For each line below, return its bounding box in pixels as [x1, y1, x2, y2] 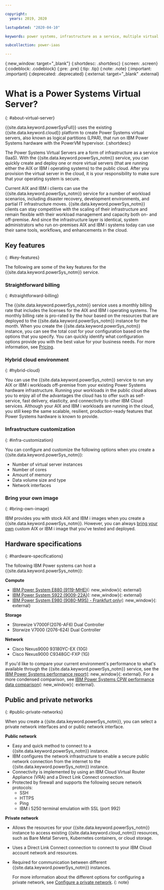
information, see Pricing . [5, 344, 55, 350]
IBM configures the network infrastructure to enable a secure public [12, 753, 149, 759]
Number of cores [12, 466, 47, 472]
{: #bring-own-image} [5, 506, 49, 512]
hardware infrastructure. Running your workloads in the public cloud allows [5, 387, 157, 394]
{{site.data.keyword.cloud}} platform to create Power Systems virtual [5, 130, 144, 136]
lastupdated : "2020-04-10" [5, 25, 60, 30]
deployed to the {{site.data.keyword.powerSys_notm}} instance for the [5, 318, 148, 324]
